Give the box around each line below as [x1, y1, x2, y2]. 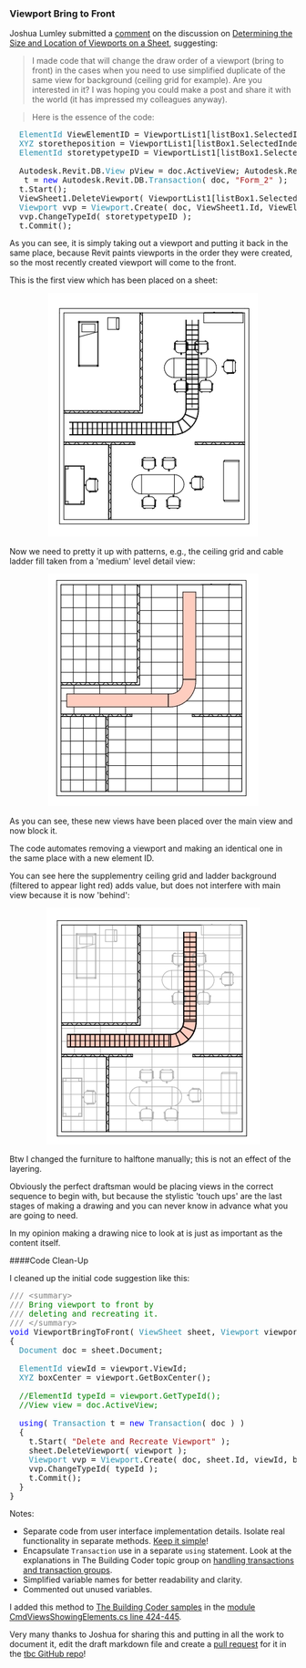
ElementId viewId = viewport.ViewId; [18, 1363, 188, 1374]
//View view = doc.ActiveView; [18, 1400, 159, 1411]
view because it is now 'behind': [9, 890, 130, 901]
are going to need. [9, 1210, 79, 1221]
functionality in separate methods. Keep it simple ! [22, 1536, 209, 1547]
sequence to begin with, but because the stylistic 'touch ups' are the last [9, 1191, 282, 1202]
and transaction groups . [22, 1565, 113, 1576]
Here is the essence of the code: [31, 112, 155, 123]
